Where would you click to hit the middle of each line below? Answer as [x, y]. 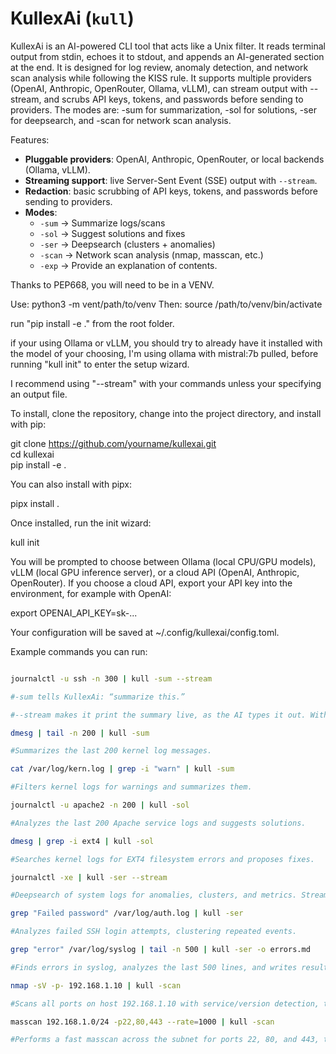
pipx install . [35, 503]
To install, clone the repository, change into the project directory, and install [166, 413]
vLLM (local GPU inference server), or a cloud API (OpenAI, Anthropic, [155, 572]
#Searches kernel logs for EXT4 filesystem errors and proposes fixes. [162, 859]
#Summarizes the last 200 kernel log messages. [111, 751]
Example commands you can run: [79, 651]
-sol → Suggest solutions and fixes [112, 233]
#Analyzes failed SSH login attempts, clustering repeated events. [154, 932]
